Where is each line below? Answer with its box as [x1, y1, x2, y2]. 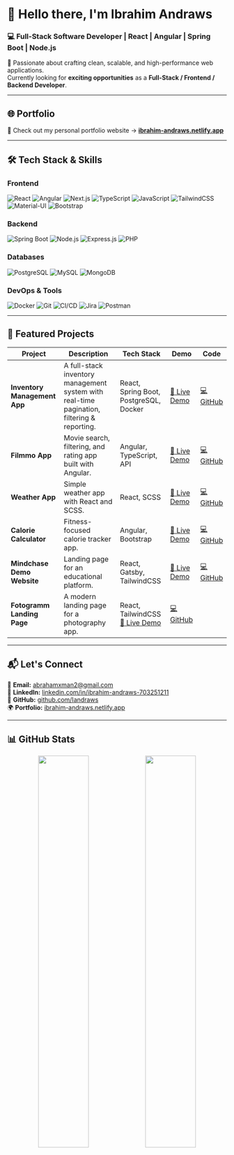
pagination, [63, 404, 101, 414]
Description [68, 349, 109, 358]
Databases [7, 252, 45, 262]
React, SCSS [119, 492, 162, 501]
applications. [7, 66, 44, 75]
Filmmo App [10, 450, 52, 460]
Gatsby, [119, 567, 145, 577]
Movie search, [63, 432, 110, 442]
